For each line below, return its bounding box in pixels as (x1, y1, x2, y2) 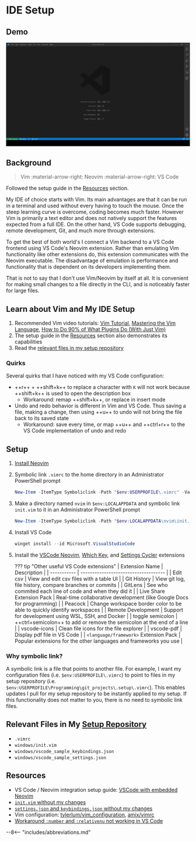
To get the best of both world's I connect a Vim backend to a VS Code (6, 238, 174, 246)
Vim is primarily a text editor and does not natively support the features (6, 215, 177, 222)
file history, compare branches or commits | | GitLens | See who (14, 581, 168, 588)
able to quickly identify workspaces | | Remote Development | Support (14, 606, 184, 613)
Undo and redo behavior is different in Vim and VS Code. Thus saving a (14, 402, 187, 410)
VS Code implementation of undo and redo (23, 427, 127, 434)
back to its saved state (14, 415, 69, 422)
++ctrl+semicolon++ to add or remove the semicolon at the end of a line (14, 619, 188, 626)
